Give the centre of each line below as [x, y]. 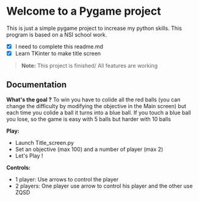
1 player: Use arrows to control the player [67, 179]
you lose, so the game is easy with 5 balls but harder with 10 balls [89, 119]
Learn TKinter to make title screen [58, 53]
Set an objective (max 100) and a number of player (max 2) [89, 149]
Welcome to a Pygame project [84, 11]
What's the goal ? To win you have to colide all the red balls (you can [93, 100]
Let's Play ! [29, 155]
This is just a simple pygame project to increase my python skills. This [94, 28]
